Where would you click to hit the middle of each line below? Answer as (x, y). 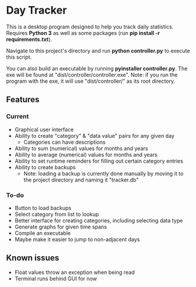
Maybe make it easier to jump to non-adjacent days (77, 239)
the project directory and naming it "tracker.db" (81, 180)
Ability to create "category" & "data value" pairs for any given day (94, 136)
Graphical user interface (44, 129)
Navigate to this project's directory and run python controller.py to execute (98, 50)
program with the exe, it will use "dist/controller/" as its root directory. (91, 81)
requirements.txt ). (29, 39)
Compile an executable (43, 233)
